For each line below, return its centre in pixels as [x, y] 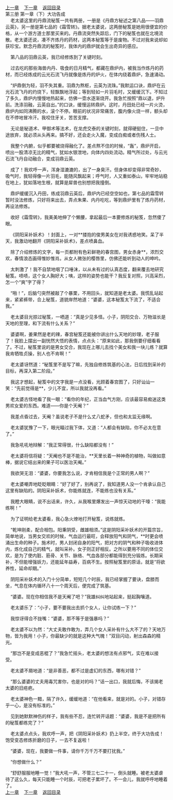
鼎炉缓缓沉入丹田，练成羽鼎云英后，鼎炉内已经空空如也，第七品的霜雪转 [87, 193]
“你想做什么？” [26, 762]
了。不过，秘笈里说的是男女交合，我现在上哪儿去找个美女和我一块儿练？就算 [86, 347]
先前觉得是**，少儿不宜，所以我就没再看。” [61, 388]
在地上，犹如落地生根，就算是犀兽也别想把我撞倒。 [59, 182]
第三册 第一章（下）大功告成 [35, 14]
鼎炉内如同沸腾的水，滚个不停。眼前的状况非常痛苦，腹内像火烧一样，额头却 [86, 111]
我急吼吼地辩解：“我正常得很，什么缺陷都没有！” [62, 445]
